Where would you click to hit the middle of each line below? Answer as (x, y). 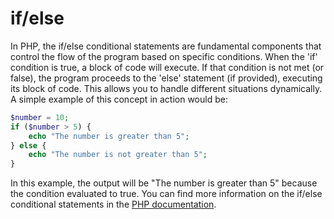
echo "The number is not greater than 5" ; (118, 155)
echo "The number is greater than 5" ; (109, 136)
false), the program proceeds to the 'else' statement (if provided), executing (166, 78)
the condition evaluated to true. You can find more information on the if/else (166, 194)
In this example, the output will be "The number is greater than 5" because (164, 183)
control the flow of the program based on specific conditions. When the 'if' (164, 56)
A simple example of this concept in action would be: (119, 99)
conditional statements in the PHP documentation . (113, 204)
